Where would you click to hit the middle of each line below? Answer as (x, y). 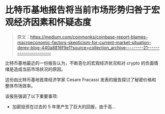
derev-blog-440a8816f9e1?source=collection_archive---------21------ (88, 48)
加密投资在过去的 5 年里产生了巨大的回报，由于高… (64, 107)
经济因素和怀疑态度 (53, 22)
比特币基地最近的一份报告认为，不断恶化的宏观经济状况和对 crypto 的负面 (80, 63)
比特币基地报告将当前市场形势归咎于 (78, 10)
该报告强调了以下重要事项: (32, 96)
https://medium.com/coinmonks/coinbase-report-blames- (89, 37)
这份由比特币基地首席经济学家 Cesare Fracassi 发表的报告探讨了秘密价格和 (81, 80)
